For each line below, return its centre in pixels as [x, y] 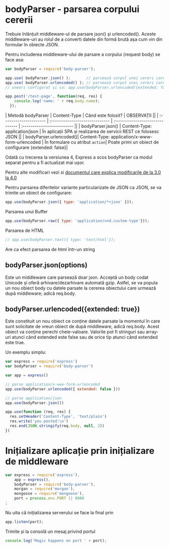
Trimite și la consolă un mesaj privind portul [50, 531]
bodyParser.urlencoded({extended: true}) [72, 309]
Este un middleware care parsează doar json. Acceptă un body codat [77, 277]
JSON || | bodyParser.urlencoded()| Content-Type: [57, 137]
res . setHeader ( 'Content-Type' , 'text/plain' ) [58, 417]
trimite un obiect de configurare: [39, 193]
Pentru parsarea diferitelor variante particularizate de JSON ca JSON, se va [83, 188]
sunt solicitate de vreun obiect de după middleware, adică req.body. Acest [82, 327]
